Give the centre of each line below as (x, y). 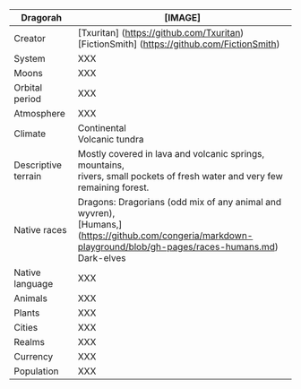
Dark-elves (102, 258)
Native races (40, 230)
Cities (26, 328)
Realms (29, 342)
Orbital (28, 87)
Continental (102, 128)
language (34, 284)
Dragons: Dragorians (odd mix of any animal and (180, 202)
